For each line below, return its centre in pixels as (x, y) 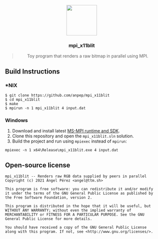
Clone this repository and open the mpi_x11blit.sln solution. (73, 136)
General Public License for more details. (49, 219)
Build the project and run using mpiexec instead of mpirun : (70, 141)
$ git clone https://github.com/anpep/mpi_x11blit (57, 95)
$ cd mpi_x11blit (23, 99)
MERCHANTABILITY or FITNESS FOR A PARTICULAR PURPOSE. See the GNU (75, 215)
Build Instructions (33, 71)
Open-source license (38, 165)
